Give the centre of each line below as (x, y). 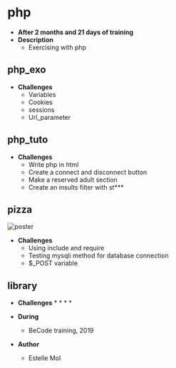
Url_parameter (50, 117)
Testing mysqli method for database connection (98, 256)
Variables (42, 94)
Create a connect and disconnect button (88, 172)
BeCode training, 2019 (61, 331)
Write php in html (53, 164)
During (28, 317)
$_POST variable (53, 263)
